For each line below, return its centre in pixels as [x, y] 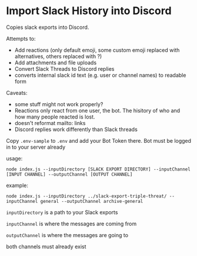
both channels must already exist [46, 247]
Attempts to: [21, 38]
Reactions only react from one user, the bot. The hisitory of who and [97, 110]
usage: [14, 158]
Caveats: [17, 93]
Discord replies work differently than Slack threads [76, 129]
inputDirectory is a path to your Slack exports [62, 212]
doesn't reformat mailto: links [50, 123]
